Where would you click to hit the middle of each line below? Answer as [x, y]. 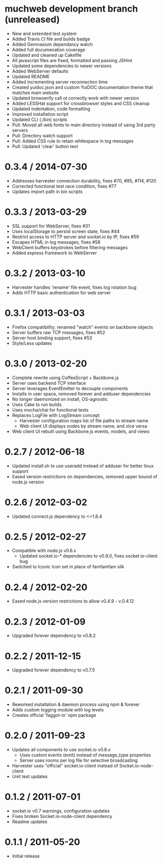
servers [20, 130]
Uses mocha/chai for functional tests [50, 410]
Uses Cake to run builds [37, 404]
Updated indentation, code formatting [51, 109]
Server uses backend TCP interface [49, 383]
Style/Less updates [32, 343]
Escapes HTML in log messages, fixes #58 [56, 242]
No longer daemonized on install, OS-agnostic [60, 399]
